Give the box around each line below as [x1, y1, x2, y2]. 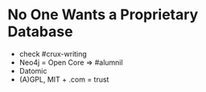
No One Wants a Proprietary [7, 6, 199, 24]
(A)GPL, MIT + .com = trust [19, 74, 109, 84]
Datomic [19, 66, 47, 75]
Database [7, 22, 73, 41]
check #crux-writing [19, 49, 88, 58]
